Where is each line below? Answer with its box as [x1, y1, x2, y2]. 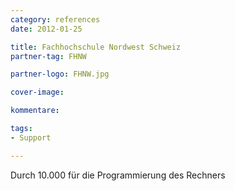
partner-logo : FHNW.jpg [10, 69, 110, 80]
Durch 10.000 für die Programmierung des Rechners [10, 169, 226, 181]
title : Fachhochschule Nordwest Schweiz [10, 42, 182, 52]
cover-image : [10, 87, 65, 98]
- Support [10, 132, 52, 143]
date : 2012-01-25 [10, 24, 83, 34]
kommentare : [10, 106, 60, 116]
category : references [10, 14, 101, 25]
